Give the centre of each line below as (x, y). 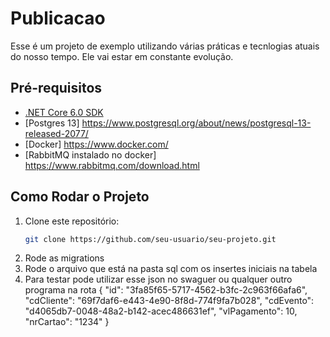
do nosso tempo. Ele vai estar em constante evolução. (122, 56)
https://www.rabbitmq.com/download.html (112, 165)
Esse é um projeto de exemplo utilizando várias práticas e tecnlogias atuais (165, 46)
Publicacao (58, 18)
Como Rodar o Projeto (80, 197)
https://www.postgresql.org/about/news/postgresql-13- (196, 123)
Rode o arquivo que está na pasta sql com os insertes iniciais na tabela (171, 269)
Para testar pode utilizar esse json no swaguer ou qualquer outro (158, 279)
